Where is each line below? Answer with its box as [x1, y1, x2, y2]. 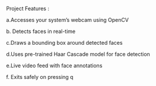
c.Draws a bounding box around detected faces [6, 39, 123, 46]
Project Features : [6, 5, 49, 12]
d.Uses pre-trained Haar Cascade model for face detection [6, 51, 150, 58]
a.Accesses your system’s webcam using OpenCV [6, 16, 129, 23]
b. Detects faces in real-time [6, 28, 76, 35]
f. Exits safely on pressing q [6, 74, 74, 80]
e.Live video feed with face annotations [6, 62, 103, 69]
